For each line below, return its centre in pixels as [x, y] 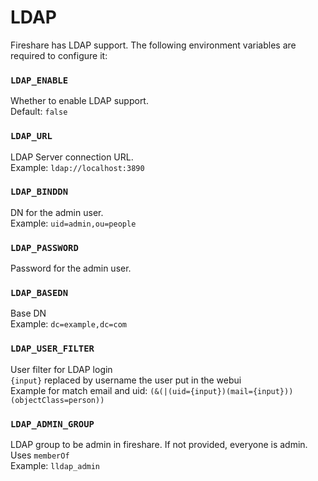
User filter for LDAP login [61, 369]
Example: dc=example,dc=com [68, 324]
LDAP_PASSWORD [44, 247]
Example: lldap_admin [55, 466]
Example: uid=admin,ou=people [73, 223]
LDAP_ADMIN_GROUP [52, 424]
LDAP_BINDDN [39, 192]
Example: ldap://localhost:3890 [77, 167]
